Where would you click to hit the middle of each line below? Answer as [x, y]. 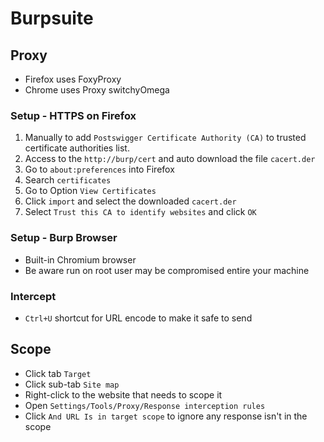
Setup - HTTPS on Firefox [73, 115]
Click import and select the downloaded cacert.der [130, 201]
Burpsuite [52, 18]
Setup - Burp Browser [64, 238]
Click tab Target [58, 373]
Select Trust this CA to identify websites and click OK [140, 212]
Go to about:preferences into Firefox [99, 169]
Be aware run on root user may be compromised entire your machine [167, 270]
